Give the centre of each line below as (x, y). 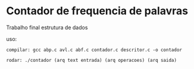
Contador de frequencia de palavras (97, 11)
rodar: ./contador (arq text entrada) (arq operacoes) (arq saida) (92, 60)
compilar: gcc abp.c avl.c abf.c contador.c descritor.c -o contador (94, 50)
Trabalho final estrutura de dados (47, 27)
